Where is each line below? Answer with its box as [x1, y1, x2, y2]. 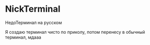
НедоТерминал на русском [5, 20, 62, 25]
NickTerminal [5, 3, 60, 15]
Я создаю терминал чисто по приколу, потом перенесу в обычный [5, 29, 145, 35]
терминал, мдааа [5, 34, 42, 40]
